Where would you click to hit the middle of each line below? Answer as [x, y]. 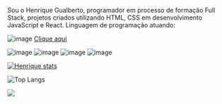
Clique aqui [51, 39]
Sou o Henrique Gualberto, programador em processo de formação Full [111, 10]
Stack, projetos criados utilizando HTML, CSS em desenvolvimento [105, 18]
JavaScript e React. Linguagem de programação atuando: [91, 25]
